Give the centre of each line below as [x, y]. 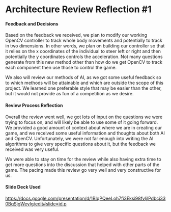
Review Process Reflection [34, 105]
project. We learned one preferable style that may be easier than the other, [83, 88]
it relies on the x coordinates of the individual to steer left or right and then [83, 51]
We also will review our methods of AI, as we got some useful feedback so [83, 77]
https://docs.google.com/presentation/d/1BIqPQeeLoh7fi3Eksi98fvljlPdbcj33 [85, 198]
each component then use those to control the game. [61, 68]
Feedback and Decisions [32, 23]
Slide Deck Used [23, 187]
